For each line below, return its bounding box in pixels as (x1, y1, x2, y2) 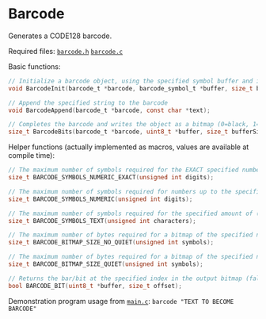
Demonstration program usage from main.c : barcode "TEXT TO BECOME (8, 296, 234, 306)
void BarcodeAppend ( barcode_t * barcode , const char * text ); (8, 106, 211, 114)
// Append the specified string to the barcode (8, 98, 169, 107)
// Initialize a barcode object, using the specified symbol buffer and (8, 77, 253, 85)
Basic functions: (8, 61, 61, 71)
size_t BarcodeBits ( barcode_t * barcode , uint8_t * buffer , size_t (8, 128, 228, 136)
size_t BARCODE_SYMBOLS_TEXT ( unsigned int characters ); (8, 217, 196, 225)
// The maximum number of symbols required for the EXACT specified (8, 166, 239, 175)
